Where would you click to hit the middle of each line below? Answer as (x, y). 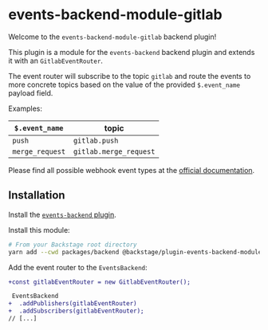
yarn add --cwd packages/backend (64, 252)
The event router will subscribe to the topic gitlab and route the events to (130, 76)
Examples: (25, 108)
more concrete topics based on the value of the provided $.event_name (124, 84)
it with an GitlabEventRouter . (56, 61)
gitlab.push (96, 140)
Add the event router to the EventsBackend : (78, 267)
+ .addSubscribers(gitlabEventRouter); (77, 311)
